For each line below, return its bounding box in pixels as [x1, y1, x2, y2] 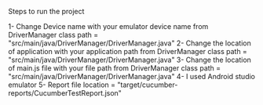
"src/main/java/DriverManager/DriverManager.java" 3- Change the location [8, 55, 251, 64]
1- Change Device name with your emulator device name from [8, 22, 209, 31]
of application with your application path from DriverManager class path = [8, 47, 247, 56]
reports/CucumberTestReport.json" [8, 89, 122, 97]
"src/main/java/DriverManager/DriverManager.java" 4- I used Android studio [8, 72, 255, 81]
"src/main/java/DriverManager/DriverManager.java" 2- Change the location [8, 38, 251, 48]
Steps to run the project [8, 7, 85, 16]
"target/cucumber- [117, 80, 178, 89]
